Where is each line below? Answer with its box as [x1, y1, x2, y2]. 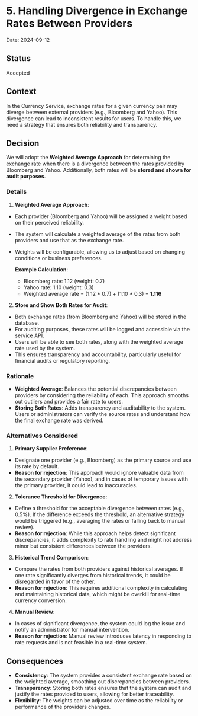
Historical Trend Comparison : [14, 554, 89, 561]
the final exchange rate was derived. [14, 417, 104, 424]
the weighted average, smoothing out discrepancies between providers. [14, 678, 190, 685]
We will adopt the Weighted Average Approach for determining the [6, 154, 171, 161]
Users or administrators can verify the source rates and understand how [14, 410, 191, 417]
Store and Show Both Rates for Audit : [14, 301, 108, 309]
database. [14, 319, 40, 327]
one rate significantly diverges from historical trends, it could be [14, 572, 171, 579]
